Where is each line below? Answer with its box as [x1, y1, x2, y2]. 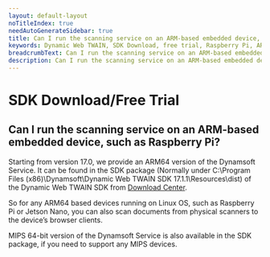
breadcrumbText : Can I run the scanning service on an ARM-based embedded [8, 49, 264, 57]
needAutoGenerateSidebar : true [8, 27, 113, 35]
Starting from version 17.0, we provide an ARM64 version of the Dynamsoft [8, 157, 256, 166]
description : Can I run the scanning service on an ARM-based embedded [8, 57, 253, 65]
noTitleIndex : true [8, 19, 74, 27]
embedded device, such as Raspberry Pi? [8, 136, 221, 149]
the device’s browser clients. [8, 214, 103, 225]
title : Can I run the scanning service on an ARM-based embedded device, [8, 34, 261, 43]
